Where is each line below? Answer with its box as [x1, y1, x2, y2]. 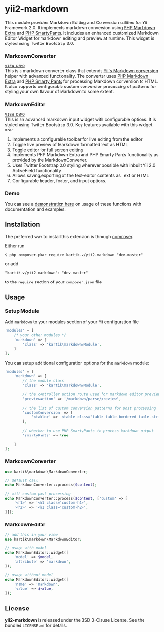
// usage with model [5, 545, 47, 550]
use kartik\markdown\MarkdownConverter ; [5, 469, 89, 474]
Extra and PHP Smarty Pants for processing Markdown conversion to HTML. [5, 78, 159, 84]
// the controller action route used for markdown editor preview [22, 392, 161, 397]
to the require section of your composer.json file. [5, 279, 103, 284]
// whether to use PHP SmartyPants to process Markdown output [22, 428, 154, 433]
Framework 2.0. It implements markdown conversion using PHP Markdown [5, 24, 155, 30]
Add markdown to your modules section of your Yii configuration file [5, 319, 139, 325]
